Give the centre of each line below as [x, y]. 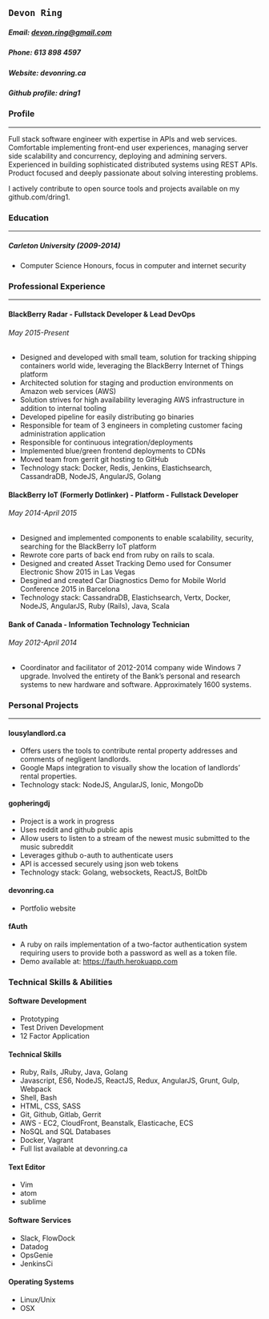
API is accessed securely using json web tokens [99, 863]
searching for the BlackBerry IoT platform [88, 547]
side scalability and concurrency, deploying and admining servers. [118, 155]
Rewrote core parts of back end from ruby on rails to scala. [117, 555]
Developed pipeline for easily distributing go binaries [107, 417]
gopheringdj [29, 803]
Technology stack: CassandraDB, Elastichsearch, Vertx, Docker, [125, 597]
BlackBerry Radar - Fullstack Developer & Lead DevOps [102, 314]
